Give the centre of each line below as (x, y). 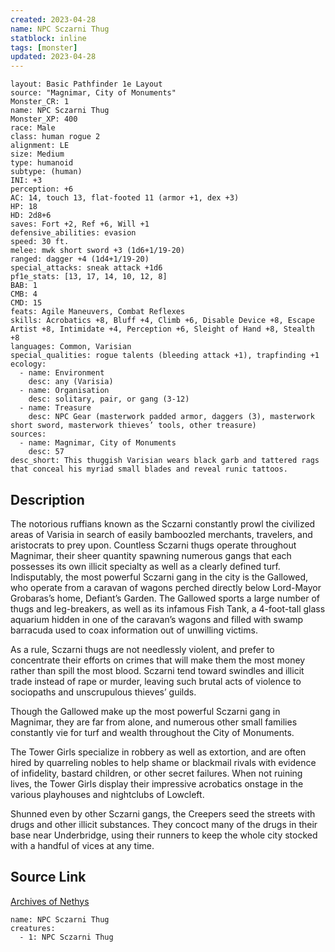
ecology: (28, 364)
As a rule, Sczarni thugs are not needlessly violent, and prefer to (142, 649)
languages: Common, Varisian (71, 347)
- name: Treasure (55, 408)
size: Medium (37, 154)
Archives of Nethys (50, 901)
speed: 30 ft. (40, 242)
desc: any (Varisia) (71, 382)
